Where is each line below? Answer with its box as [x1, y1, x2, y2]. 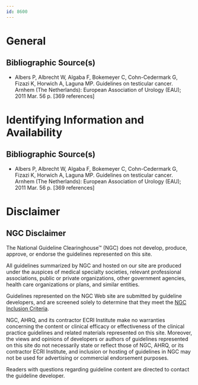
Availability [6, 126, 63, 139]
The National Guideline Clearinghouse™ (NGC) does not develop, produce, [6, 244, 188, 251]
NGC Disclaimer [6, 228, 66, 238]
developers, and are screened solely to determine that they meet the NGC [6, 298, 187, 306]
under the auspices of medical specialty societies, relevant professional [6, 268, 182, 275]
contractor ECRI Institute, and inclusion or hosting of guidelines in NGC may [6, 348, 191, 355]
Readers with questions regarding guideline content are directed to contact [6, 365, 190, 373]
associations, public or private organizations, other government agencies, [6, 274, 186, 282]
